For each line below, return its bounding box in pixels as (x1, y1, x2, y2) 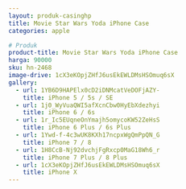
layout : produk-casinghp (8, 11, 92, 20)
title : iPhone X (23, 168, 78, 177)
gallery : (8, 78, 38, 87)
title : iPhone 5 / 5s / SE (23, 93, 114, 101)
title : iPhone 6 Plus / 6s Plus (23, 124, 131, 132)
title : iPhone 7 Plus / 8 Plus (23, 154, 128, 162)
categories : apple (8, 27, 70, 35)
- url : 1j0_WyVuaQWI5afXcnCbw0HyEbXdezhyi (15, 101, 160, 109)
